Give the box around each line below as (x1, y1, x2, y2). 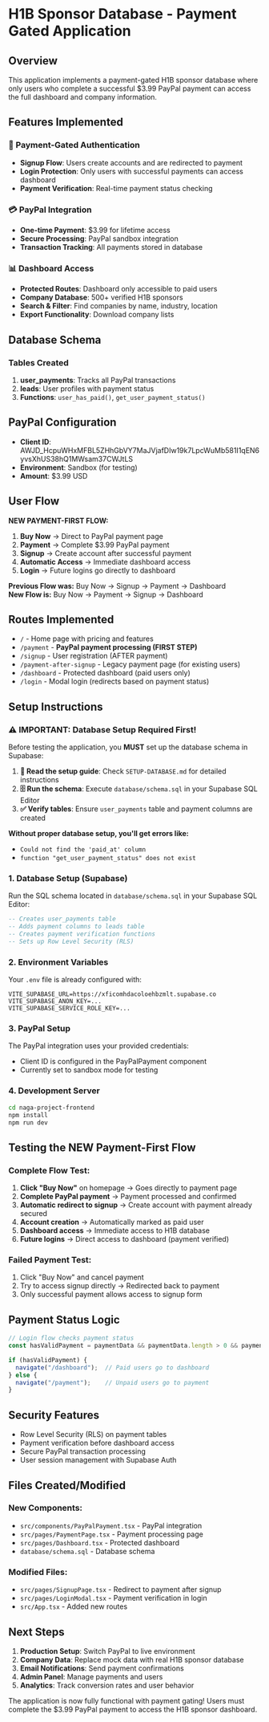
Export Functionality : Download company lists (19, 310, 175, 320)
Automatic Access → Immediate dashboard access (19, 557, 191, 566)
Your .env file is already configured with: (8, 975, 143, 985)
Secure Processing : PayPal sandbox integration (19, 234, 179, 243)
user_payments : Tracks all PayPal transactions (19, 375, 176, 385)
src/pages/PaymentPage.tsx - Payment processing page (19, 1529, 204, 1539)
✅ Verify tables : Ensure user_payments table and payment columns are (19, 804, 254, 814)
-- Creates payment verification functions (8, 930, 156, 938)
